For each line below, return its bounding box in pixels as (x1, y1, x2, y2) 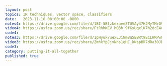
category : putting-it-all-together (5, 49, 79, 54)
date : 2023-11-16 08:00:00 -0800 (5, 16, 79, 21)
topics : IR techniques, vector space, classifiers (5, 12, 112, 17)
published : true (5, 53, 39, 59)
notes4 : (5, 21, 21, 26)
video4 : (5, 26, 21, 31)
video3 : (5, 40, 21, 45)
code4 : (5, 30, 19, 35)
